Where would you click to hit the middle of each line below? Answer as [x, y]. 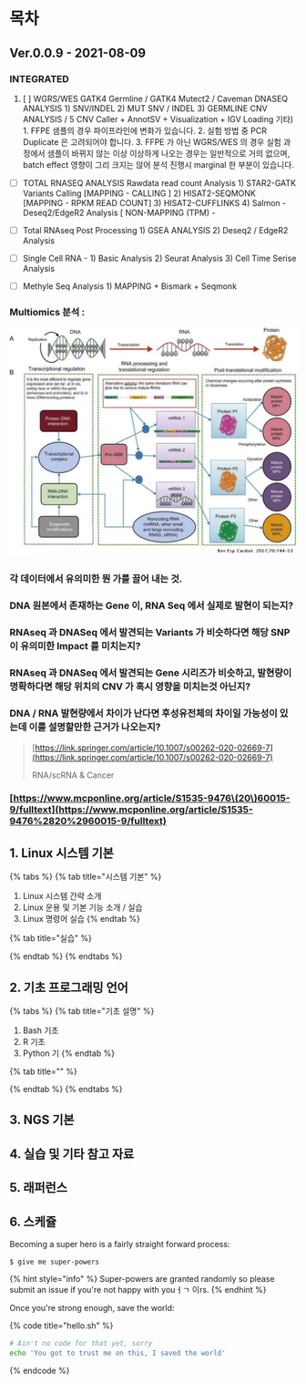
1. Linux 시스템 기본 [61, 853]
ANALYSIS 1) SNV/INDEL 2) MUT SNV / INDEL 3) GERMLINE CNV [145, 108]
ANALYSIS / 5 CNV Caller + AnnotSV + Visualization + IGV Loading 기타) [158, 119]
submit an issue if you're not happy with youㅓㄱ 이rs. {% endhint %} [138, 1290]
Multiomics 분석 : [47, 313]
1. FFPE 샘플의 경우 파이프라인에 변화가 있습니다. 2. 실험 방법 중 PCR [144, 130]
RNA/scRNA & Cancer [73, 775]
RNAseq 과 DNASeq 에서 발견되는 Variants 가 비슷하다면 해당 [139, 633]
